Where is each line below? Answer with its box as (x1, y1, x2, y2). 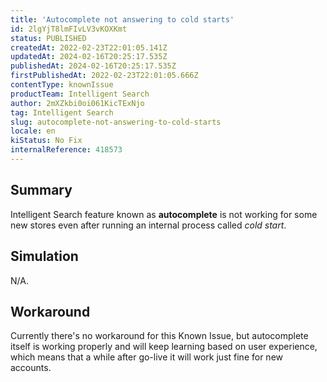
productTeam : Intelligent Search (10, 89, 150, 99)
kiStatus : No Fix (10, 136, 83, 146)
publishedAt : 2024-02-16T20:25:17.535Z (10, 61, 177, 71)
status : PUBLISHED (10, 33, 87, 43)
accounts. (10, 362, 52, 374)
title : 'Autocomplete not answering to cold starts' (10, 14, 235, 25)
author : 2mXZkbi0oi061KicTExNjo (10, 98, 145, 108)
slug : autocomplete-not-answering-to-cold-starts (10, 117, 222, 127)
